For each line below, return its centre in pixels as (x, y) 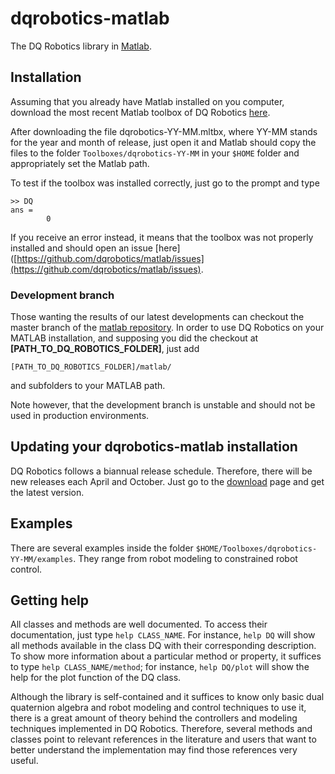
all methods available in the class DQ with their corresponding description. (163, 646)
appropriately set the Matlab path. (80, 163)
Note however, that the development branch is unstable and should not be (163, 405)
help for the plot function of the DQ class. (96, 678)
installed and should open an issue (81, 248)
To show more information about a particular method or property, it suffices (166, 656)
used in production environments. (80, 416)
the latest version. (47, 492)
